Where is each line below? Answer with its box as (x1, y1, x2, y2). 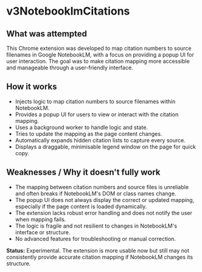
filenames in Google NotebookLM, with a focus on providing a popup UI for (6, 51, 195, 58)
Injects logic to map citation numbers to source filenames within (15, 97, 176, 105)
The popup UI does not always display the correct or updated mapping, (15, 196, 195, 203)
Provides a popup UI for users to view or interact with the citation (15, 111, 179, 118)
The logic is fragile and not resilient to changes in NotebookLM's (15, 222, 178, 229)
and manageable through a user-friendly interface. (6, 64, 133, 71)
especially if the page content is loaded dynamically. (15, 203, 147, 210)
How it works (6, 82, 57, 92)
